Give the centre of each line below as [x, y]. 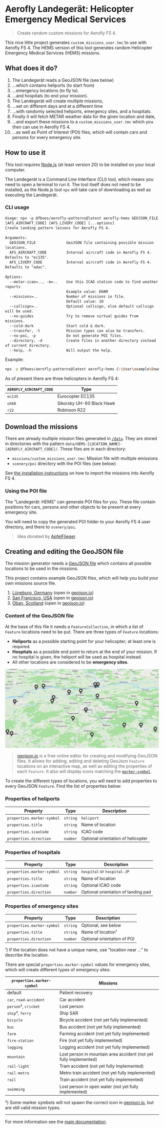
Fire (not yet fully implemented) [91, 1040]
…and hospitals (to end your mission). [50, 95]
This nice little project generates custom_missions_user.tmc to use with [76, 42]
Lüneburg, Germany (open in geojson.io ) [53, 593]
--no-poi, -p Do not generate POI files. [66, 336]
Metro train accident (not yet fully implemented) [107, 1073]
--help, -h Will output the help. [61, 350]
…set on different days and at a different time [58, 106]
